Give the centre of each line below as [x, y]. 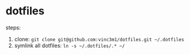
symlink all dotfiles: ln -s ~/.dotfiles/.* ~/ [70, 45]
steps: [13, 27]
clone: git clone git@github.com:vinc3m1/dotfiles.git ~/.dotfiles [99, 39]
